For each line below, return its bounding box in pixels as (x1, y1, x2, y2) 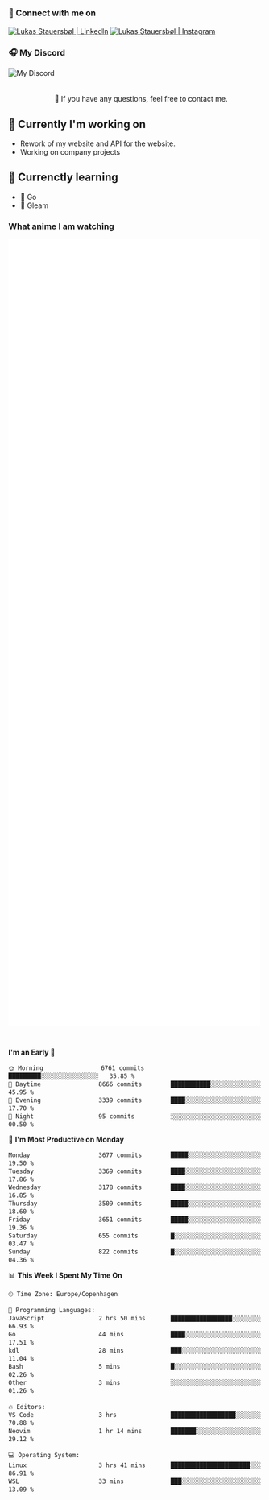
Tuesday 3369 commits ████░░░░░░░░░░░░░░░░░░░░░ (8, 1167, 262, 1175)
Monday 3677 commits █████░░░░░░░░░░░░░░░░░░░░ (8, 1151, 262, 1159)
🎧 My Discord (8, 47, 66, 58)
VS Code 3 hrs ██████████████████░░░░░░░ (8, 1411, 262, 1419)
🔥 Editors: (8, 1403, 46, 1411)
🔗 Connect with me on (8, 7, 97, 19)
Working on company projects (19, 147, 121, 157)
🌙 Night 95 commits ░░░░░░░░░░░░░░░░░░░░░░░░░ (8, 1113, 262, 1121)
